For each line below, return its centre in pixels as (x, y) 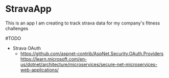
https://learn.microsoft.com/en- (54, 59)
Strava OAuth (27, 48)
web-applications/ (39, 70)
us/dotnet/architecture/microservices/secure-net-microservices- (89, 64)
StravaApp (29, 9)
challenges (17, 28)
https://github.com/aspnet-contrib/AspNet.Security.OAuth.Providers (92, 54)
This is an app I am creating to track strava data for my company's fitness (83, 23)
